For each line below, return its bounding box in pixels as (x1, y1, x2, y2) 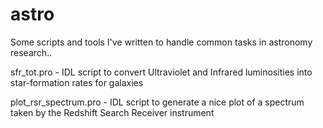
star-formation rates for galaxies (10, 76, 144, 88)
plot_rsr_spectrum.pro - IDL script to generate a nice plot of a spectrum (10, 96, 305, 108)
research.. (10, 46, 53, 58)
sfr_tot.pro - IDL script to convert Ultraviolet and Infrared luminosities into (10, 66, 313, 78)
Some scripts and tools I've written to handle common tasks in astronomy (10, 36, 313, 48)
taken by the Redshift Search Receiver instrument (10, 106, 215, 118)
